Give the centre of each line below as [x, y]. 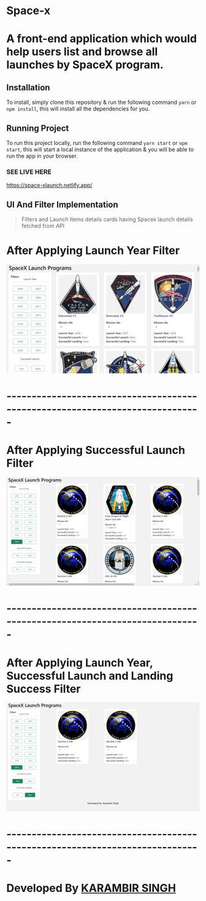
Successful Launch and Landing [90, 676]
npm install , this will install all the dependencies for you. [78, 109]
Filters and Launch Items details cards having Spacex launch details [107, 219]
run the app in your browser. [42, 156]
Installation [28, 88]
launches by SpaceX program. [85, 65]
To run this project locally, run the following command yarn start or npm [97, 143]
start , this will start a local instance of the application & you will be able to [100, 149]
